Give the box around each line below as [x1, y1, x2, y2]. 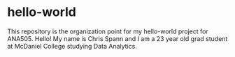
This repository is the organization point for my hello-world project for [7, 27, 208, 35]
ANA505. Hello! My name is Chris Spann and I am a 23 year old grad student [7, 34, 228, 42]
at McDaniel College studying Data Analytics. [7, 42, 138, 50]
